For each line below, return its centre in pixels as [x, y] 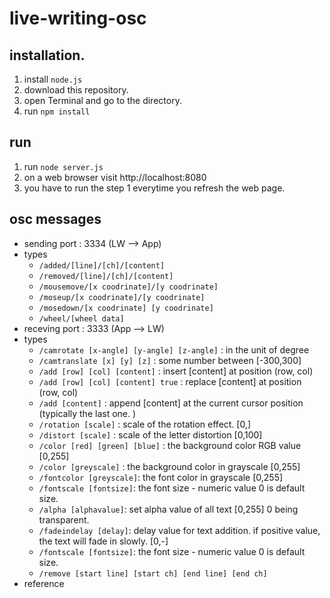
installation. [47, 55]
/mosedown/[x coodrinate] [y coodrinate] [126, 308]
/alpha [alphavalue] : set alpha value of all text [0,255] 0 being [168, 509]
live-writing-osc [78, 18]
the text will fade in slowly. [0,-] [103, 541]
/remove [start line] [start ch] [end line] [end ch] [153, 573]
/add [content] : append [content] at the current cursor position [171, 403]
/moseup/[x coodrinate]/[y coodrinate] [122, 297]
